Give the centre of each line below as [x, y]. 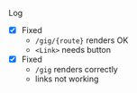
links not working [67, 79]
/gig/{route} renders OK [82, 40]
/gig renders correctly [76, 70]
